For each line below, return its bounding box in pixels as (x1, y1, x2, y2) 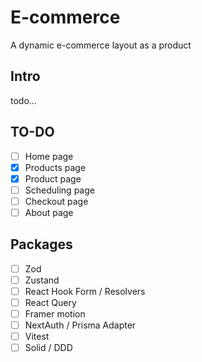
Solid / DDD (24, 342, 73, 354)
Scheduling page (24, 184, 95, 196)
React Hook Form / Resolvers (24, 285, 146, 297)
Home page (24, 150, 74, 162)
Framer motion (24, 308, 86, 320)
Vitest (24, 331, 50, 343)
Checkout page (24, 195, 89, 207)
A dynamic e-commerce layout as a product (10, 39, 192, 51)
